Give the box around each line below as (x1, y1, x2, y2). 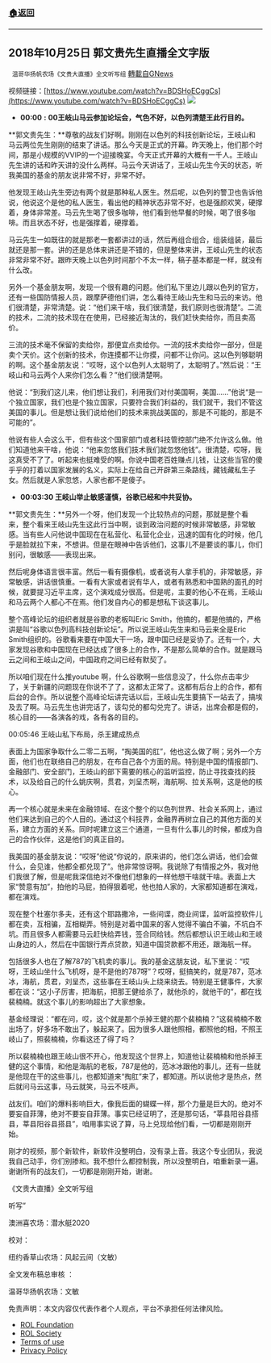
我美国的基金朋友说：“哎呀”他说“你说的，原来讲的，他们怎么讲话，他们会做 (8, 852, 258, 862)
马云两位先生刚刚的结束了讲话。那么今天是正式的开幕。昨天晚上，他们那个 (8, 140, 256, 150)
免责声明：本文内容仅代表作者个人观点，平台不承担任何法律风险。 (8, 1304, 227, 1314)
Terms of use (19, 1337, 65, 1347)
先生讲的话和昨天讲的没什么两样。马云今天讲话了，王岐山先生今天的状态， (8, 160, 256, 170)
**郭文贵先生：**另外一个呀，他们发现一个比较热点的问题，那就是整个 (8, 510, 242, 519)
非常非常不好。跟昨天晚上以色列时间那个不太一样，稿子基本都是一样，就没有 (8, 255, 263, 265)
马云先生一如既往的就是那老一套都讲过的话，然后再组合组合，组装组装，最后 (8, 235, 263, 245)
